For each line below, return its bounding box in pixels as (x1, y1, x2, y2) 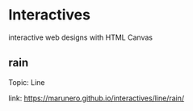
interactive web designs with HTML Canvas (8, 32, 153, 42)
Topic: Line (8, 77, 46, 87)
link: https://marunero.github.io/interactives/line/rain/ (8, 93, 185, 103)
